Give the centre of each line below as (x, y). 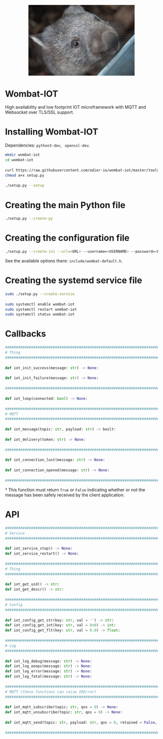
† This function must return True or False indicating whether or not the (75, 490)
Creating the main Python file (65, 205)
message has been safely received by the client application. (65, 495)
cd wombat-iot (19, 160)
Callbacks (25, 334)
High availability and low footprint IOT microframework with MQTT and (76, 107)
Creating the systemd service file (73, 280)
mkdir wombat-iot (23, 155)
